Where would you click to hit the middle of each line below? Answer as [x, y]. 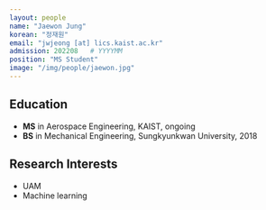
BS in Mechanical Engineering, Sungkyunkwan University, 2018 [140, 135]
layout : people [38, 18]
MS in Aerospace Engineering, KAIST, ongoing [109, 126]
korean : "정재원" [39, 34]
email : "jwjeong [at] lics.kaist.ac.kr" [87, 43]
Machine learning [55, 196]
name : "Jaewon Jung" [48, 26]
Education [39, 105]
